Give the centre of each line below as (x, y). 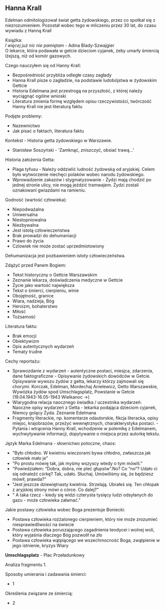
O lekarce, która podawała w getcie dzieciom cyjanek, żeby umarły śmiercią (82, 50)
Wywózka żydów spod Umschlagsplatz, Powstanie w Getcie (73, 392)
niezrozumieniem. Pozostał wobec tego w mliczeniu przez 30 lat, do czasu (81, 25)
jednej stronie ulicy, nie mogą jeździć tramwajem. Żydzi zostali (75, 185)
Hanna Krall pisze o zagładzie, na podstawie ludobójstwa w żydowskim (84, 80)
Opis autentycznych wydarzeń (43, 346)
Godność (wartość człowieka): (36, 200)
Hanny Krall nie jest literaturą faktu (47, 106)
